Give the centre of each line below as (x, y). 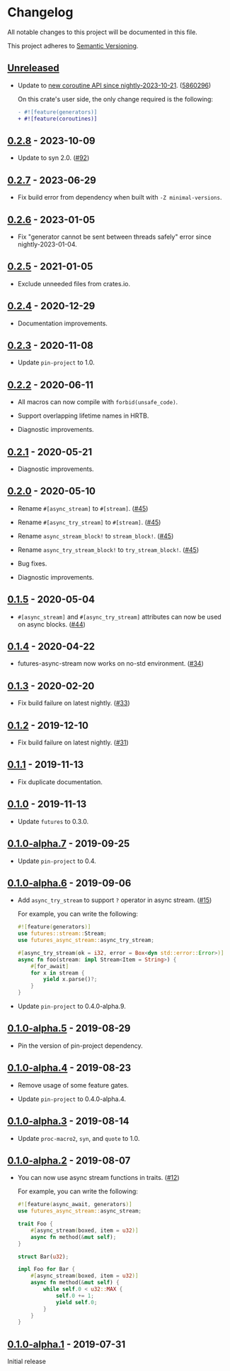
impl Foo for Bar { (46, 1269)
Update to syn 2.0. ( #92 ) (53, 158)
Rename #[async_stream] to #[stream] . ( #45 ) (83, 508)
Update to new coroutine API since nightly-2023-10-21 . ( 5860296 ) (114, 85)
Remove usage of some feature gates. (73, 1085)
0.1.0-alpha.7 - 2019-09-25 (69, 844)
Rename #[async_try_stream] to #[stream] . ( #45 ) (89, 522)
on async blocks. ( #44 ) (52, 624)
